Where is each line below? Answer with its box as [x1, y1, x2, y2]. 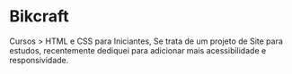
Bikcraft [9, 6, 69, 27]
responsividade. [9, 54, 69, 65]
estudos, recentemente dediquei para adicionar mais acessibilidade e [9, 45, 267, 55]
